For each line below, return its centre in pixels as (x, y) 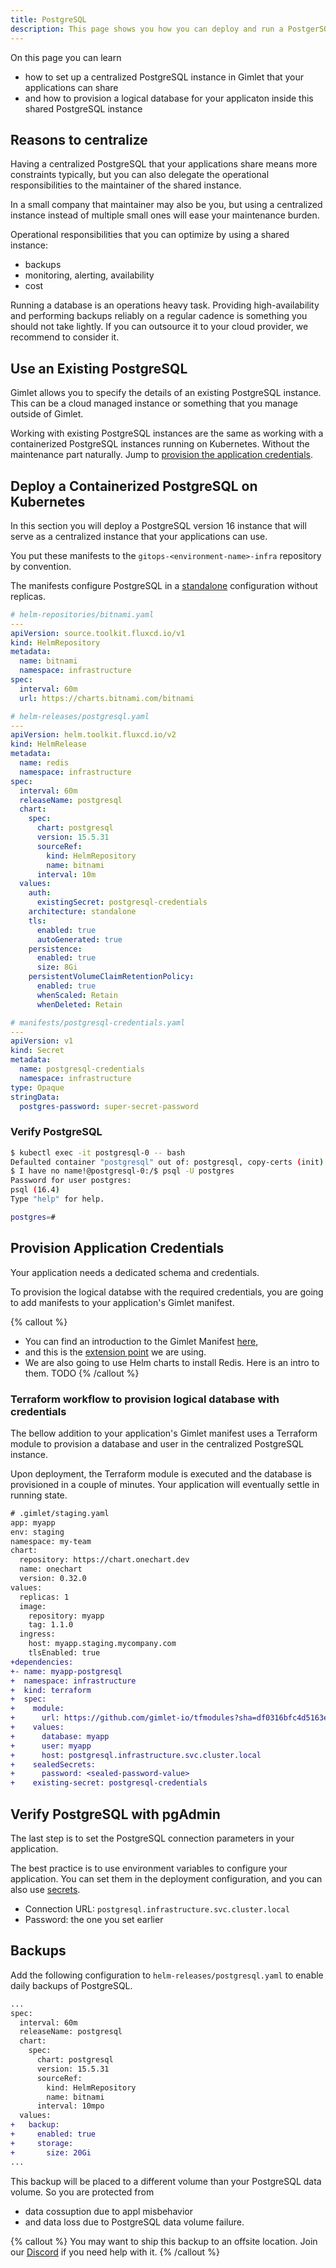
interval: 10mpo (70, 2106)
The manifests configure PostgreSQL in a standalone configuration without (164, 585)
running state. (39, 1495)
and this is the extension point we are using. (115, 1352)
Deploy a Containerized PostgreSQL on (134, 486)
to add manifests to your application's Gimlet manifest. (122, 1302)
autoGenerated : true (79, 939)
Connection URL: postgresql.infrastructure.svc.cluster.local (157, 1909)
